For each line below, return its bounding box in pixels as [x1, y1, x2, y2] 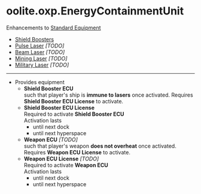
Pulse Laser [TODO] [14, 42, 65, 49]
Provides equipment [14, 78, 65, 85]
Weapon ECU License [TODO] [23, 155, 99, 162]
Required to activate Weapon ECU [23, 161, 109, 169]
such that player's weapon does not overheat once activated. [23, 142, 176, 150]
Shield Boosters [14, 35, 54, 43]
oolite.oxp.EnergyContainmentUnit [6, 4, 184, 18]
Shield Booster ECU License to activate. [23, 97, 124, 105]
